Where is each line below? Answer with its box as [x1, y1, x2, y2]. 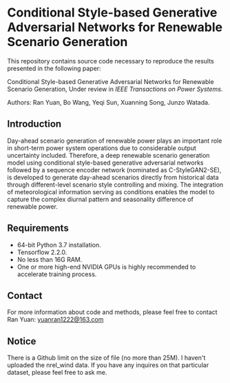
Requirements [7, 222, 69, 234]
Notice [7, 335, 36, 347]
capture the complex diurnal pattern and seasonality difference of [7, 195, 194, 203]
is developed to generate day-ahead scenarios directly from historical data [7, 173, 219, 181]
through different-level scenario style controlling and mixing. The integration [7, 180, 224, 189]
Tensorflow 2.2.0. [17, 248, 67, 256]
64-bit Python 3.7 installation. [17, 240, 101, 249]
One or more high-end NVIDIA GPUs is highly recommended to [17, 262, 196, 271]
